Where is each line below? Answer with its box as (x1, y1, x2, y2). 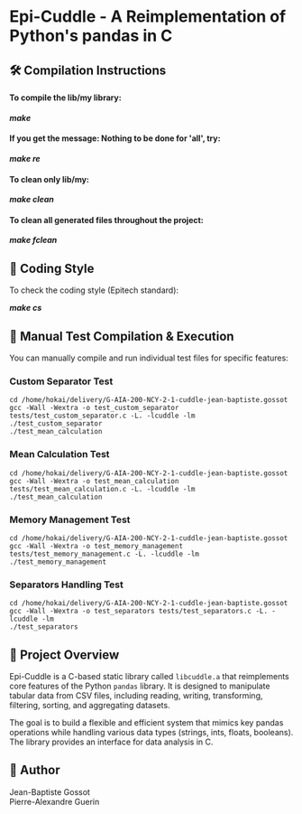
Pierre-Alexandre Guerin (9, 796, 100, 807)
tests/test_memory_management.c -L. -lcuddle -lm (9, 549, 200, 558)
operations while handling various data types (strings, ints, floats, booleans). (9, 727, 294, 738)
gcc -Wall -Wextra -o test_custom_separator (9, 404, 179, 413)
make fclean (9, 235, 58, 246)
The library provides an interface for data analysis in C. (9, 736, 214, 747)
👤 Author (9, 763, 60, 778)
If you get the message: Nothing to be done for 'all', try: (9, 133, 221, 144)
